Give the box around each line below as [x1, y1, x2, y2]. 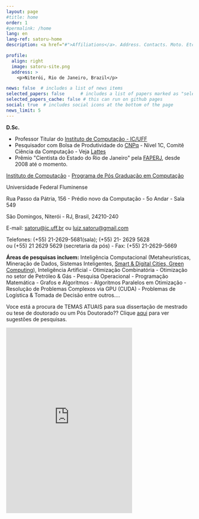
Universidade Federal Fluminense [6, 183, 88, 191]
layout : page [6, 8, 38, 15]
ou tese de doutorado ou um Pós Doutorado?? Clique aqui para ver [6, 309, 169, 317]
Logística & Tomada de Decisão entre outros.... [6, 292, 120, 299]
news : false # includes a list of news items [6, 86, 123, 91]
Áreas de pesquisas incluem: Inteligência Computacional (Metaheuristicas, [6, 254, 191, 261]
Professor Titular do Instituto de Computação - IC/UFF [14, 135, 147, 143]
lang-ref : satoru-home [6, 36, 62, 42]
